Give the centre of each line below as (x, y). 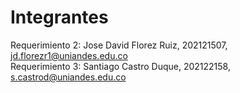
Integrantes (59, 17)
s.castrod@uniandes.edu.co (68, 77)
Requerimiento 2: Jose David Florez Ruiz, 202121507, (119, 45)
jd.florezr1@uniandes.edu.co (69, 55)
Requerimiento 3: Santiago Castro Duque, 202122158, (120, 66)
